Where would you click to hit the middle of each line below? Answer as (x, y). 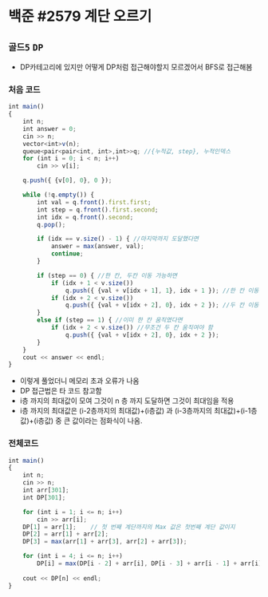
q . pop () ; (51, 224)
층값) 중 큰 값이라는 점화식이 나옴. (90, 421)
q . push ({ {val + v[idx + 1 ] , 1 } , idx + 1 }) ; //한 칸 (155, 291)
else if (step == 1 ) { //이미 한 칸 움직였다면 (110, 320)
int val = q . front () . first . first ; (94, 202)
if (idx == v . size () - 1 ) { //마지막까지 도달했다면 (118, 239)
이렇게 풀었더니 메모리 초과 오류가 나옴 (79, 381)
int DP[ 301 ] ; (44, 497)
